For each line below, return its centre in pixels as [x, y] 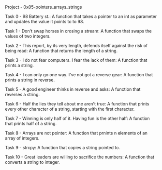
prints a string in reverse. [30, 80]
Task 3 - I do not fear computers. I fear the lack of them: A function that [76, 60]
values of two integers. [28, 36]
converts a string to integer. [33, 162]
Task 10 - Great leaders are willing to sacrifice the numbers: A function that [80, 157]
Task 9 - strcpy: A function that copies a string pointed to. [62, 147]
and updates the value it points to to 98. [45, 22]
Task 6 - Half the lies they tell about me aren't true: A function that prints [77, 104]
